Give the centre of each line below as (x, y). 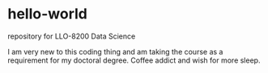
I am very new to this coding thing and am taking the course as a (115, 51)
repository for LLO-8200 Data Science (72, 36)
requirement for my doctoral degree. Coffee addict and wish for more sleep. (134, 60)
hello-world (48, 14)
